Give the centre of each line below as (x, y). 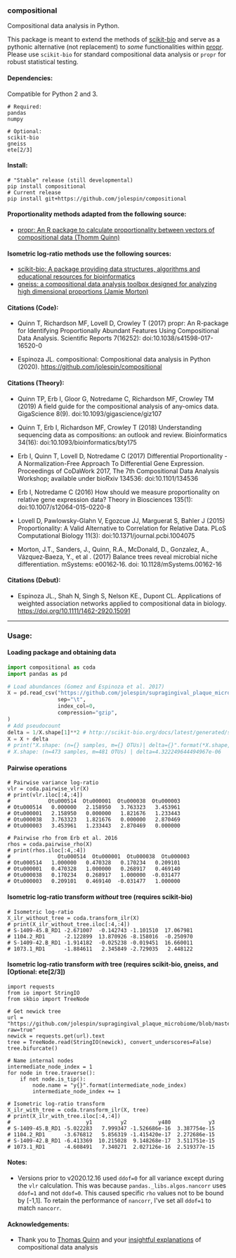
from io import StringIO (44, 993)
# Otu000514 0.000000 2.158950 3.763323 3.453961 (94, 807)
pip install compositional (47, 186)
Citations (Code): (33, 308)
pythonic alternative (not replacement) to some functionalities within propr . (116, 47)
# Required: (25, 107)
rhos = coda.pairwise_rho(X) (50, 844)
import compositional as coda (52, 667)
